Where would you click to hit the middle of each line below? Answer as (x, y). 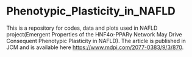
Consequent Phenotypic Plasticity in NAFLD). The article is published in (96, 41)
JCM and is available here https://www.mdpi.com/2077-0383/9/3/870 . (95, 47)
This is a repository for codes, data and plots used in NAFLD (82, 28)
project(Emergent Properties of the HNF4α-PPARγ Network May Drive (94, 34)
